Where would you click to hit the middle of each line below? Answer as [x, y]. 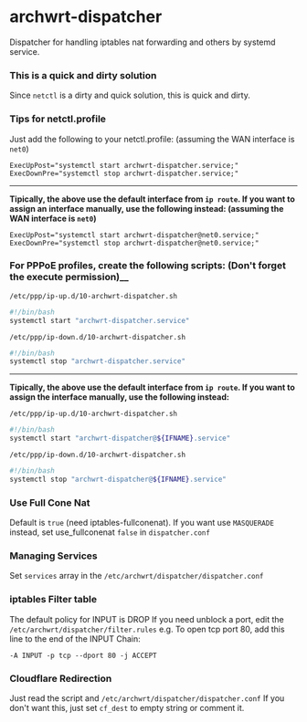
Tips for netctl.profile [58, 119]
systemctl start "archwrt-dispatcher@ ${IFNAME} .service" [120, 439]
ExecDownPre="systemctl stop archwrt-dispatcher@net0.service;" [134, 243]
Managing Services [53, 556]
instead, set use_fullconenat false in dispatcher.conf [110, 532]
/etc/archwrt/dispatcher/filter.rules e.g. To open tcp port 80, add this [147, 629]
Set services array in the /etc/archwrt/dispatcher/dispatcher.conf [137, 576]
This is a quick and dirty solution [83, 75]
